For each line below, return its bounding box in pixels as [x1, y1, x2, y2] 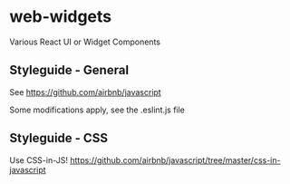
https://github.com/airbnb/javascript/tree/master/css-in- [69, 154, 281, 165]
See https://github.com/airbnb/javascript [9, 86, 161, 97]
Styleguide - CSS [9, 131, 109, 146]
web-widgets [9, 6, 111, 27]
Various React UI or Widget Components [9, 36, 161, 47]
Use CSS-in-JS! [9, 154, 69, 165]
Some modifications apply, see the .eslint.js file [9, 104, 186, 115]
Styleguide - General [9, 63, 130, 78]
